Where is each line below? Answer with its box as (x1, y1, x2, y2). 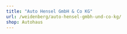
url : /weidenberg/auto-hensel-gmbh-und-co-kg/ (6, 14, 122, 20)
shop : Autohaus (6, 19, 43, 25)
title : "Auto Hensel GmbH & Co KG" (6, 8, 93, 14)
